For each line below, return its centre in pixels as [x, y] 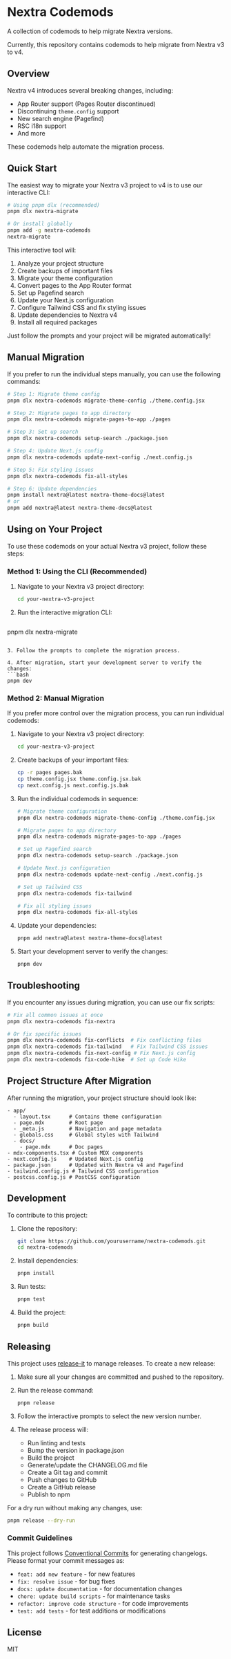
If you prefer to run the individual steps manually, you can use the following [114, 374]
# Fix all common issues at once [55, 1015]
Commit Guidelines [40, 1538]
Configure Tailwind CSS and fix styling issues [82, 307]
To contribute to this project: [48, 1215]
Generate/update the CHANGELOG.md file [88, 1465]
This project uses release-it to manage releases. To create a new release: [111, 1363]
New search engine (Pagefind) [61, 118]
